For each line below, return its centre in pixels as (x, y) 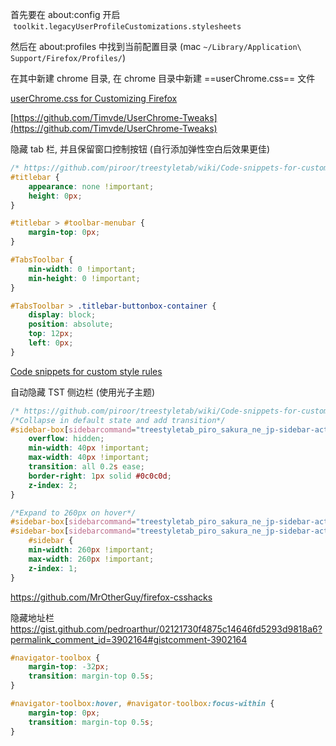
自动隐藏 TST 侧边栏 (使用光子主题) (83, 392)
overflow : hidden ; (66, 439)
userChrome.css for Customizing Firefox (94, 98)
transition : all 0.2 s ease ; (86, 467)
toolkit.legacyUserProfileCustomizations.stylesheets (127, 27)
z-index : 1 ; (53, 568)
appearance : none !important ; (91, 186)
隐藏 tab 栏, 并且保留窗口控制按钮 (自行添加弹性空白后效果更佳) (140, 149)
